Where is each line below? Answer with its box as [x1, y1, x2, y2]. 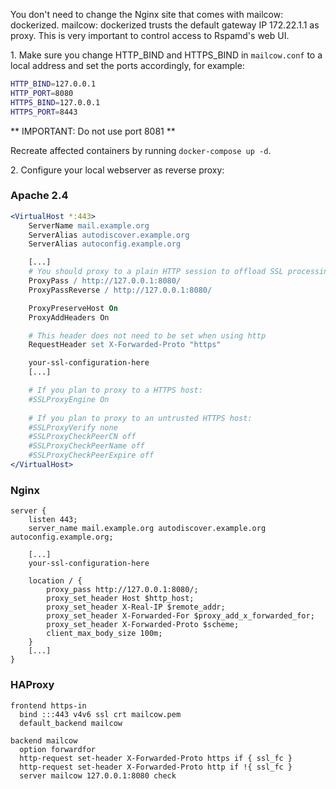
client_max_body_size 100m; [46, 629, 163, 639]
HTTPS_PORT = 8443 [10, 107, 78, 117]
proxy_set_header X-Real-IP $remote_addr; [46, 602, 226, 613]
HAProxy [10, 678, 55, 692]
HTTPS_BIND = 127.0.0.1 [10, 97, 101, 108]
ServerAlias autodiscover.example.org [28, 230, 190, 240]
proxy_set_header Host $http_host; [46, 594, 195, 604]
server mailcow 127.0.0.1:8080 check [19, 770, 177, 781]
